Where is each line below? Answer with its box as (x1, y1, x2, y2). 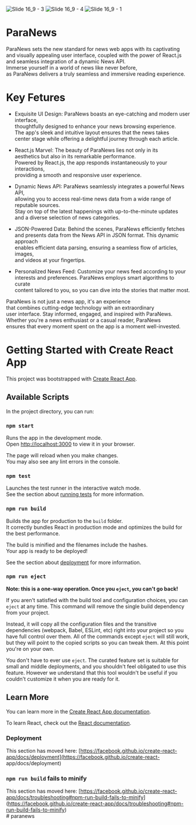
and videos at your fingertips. (14, 256, 86, 263)
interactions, (14, 165, 45, 172)
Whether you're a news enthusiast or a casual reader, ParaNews (6, 317, 161, 324)
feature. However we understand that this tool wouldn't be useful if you (6, 669, 178, 676)
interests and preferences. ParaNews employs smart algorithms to (14, 274, 174, 281)
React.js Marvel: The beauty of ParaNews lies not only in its (14, 147, 159, 154)
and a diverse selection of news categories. (14, 214, 120, 221)
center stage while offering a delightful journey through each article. (14, 135, 180, 142)
